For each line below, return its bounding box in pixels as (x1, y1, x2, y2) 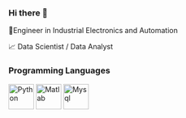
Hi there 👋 (8, 7, 49, 19)
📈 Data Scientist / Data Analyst (8, 42, 114, 52)
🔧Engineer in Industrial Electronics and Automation (8, 26, 179, 36)
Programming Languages (8, 65, 111, 76)
